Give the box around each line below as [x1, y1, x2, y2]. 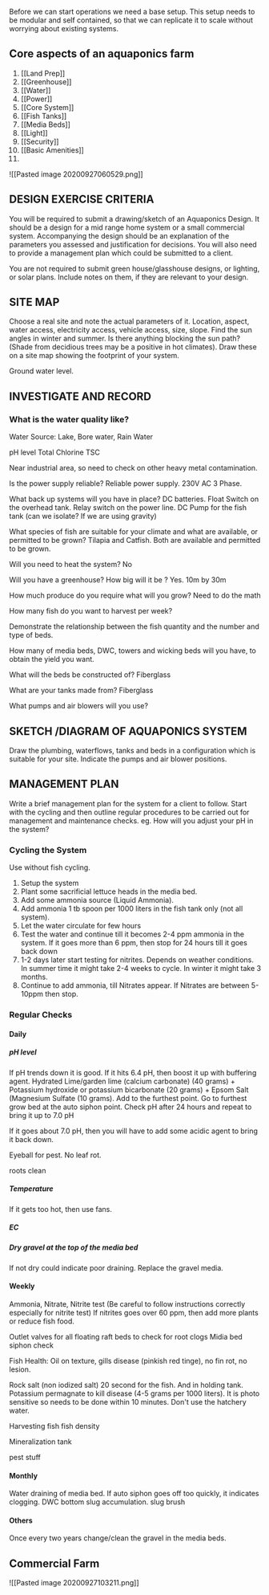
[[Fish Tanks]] [20, 111, 67, 120]
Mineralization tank [9, 1437, 73, 1446]
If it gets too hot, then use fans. [9, 1204, 113, 1214]
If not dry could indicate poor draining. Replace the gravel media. [9, 1263, 223, 1272]
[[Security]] [20, 137, 59, 146]
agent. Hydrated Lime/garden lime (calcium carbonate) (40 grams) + [9, 1076, 235, 1086]
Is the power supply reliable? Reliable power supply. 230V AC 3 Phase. [9, 479, 243, 488]
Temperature [9, 1184, 54, 1193]
